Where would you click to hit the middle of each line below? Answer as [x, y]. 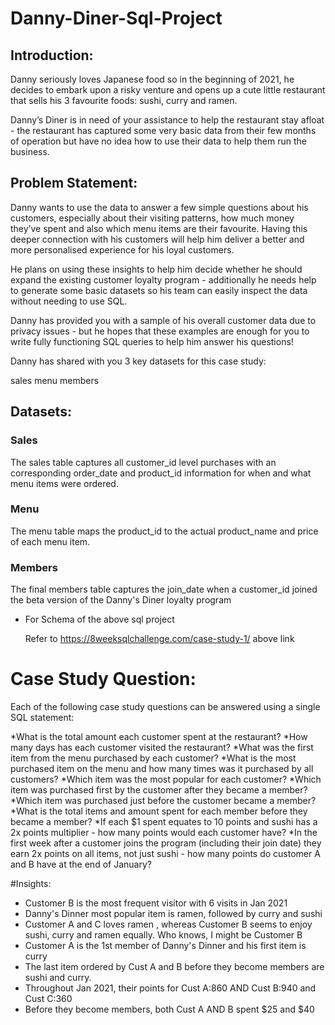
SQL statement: [42, 718]
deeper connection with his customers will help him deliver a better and [157, 239]
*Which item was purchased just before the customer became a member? [163, 801]
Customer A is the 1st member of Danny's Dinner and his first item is [165, 946]
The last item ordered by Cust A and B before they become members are [174, 967]
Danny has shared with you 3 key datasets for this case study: [138, 361]
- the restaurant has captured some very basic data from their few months [163, 130]
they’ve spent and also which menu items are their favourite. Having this [159, 228]
